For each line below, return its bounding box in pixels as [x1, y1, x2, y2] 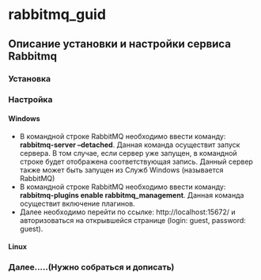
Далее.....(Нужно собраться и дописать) [8, 262, 175, 273]
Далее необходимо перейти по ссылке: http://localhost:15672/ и [19, 207, 236, 217]
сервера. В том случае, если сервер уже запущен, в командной [19, 148, 237, 157]
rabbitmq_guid [8, 6, 107, 24]
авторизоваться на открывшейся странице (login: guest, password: [19, 215, 247, 225]
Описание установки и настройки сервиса [8, 37, 232, 51]
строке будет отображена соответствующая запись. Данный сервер [19, 157, 253, 166]
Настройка [8, 94, 53, 105]
